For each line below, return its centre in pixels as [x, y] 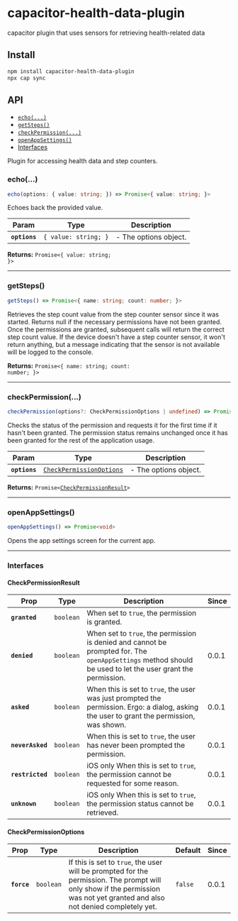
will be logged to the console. [50, 352]
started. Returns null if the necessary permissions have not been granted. [114, 321]
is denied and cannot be [127, 642]
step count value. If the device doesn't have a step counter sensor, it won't [116, 337]
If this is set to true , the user [115, 862]
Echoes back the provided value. [55, 208]
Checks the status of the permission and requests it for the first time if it [112, 425]
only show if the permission [114, 889]
